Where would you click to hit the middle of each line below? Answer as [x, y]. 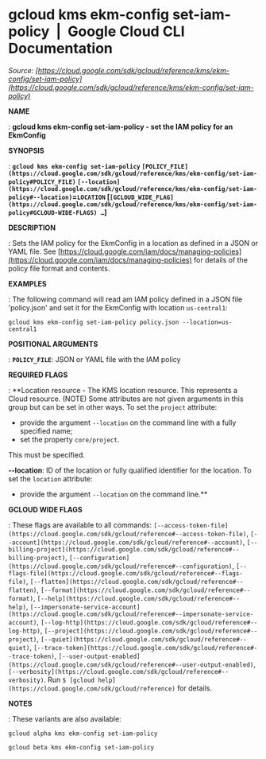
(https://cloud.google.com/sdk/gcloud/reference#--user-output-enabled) [131, 665]
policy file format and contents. [59, 268]
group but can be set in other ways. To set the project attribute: [113, 407]
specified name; [46, 430]
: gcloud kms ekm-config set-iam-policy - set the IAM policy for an [121, 127]
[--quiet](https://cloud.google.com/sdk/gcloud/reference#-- [144, 639]
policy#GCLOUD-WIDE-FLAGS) [53, 212]
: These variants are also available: [65, 718]
